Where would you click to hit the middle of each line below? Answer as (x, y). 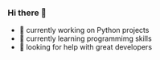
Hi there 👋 (27, 13)
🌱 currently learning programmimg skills (85, 38)
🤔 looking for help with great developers (86, 47)
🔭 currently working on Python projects (84, 30)
